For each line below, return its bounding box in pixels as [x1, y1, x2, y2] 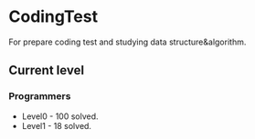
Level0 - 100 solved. [21, 111, 99, 122]
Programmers [8, 90, 71, 103]
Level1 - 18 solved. [21, 120, 92, 131]
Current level [8, 63, 84, 78]
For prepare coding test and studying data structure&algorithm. [8, 36, 247, 47]
